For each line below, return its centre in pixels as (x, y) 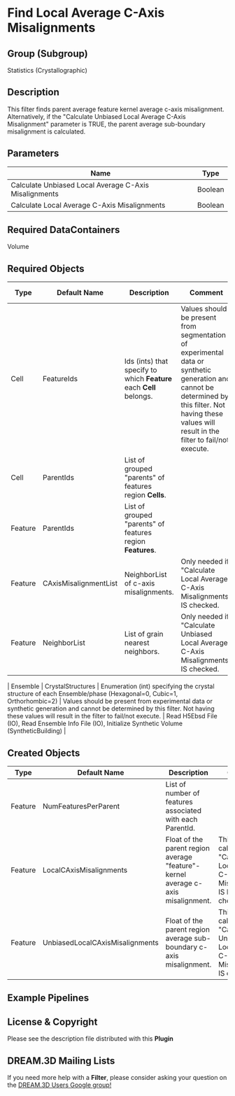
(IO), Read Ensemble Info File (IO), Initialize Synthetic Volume (95, 724)
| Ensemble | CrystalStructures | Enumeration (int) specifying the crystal (111, 686)
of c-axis (140, 583)
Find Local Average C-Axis (86, 13)
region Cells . (145, 495)
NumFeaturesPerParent (81, 806)
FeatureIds (60, 379)
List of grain (144, 634)
